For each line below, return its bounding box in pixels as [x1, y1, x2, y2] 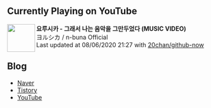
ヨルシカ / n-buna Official [36, 33, 108, 41]
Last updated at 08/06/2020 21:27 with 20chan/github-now [36, 40, 204, 49]
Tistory [16, 85, 38, 94]
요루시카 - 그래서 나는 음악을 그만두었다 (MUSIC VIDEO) [36, 24, 186, 33]
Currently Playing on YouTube [7, 5, 138, 17]
